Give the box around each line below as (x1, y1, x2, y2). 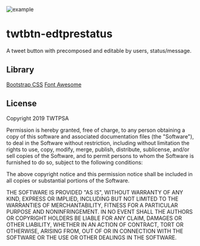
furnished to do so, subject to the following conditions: (6, 159, 143, 166)
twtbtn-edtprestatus (6, 27, 113, 41)
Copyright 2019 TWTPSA (6, 114, 69, 121)
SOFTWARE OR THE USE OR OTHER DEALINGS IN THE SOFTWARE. (6, 234, 177, 241)
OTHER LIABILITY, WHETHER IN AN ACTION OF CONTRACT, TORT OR (6, 220, 184, 228)
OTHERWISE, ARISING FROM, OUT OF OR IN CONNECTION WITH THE (6, 227, 184, 234)
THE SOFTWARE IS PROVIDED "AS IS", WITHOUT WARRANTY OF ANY (6, 188, 184, 196)
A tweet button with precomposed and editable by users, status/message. (6, 47, 191, 54)
